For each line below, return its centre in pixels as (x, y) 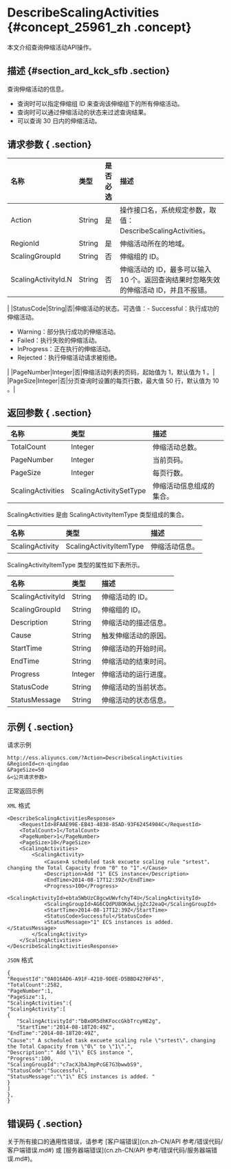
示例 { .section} (41, 727)
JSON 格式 (20, 960)
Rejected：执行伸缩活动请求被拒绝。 (69, 357)
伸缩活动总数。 (177, 447)
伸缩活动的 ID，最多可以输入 (166, 269)
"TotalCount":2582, (35, 985)
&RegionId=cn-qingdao (38, 764)
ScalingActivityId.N (41, 279)
